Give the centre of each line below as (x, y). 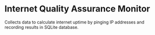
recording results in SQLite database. (41, 27)
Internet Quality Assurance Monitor (77, 9)
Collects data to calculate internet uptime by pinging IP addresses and (75, 22)
